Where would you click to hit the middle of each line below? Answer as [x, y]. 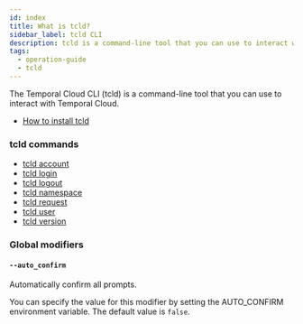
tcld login [40, 173]
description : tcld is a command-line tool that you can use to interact [149, 43]
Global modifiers [46, 245]
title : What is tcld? [50, 26]
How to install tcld [56, 120]
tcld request [45, 202]
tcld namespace [52, 193]
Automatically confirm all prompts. [73, 284]
